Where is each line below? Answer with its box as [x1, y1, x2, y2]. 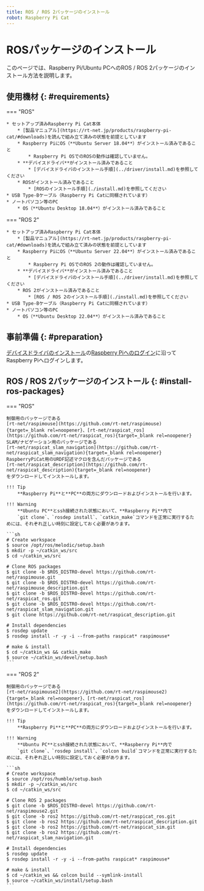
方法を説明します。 [27, 71, 76, 79]
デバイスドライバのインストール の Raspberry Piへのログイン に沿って [6, 349, 177, 356]
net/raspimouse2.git [6, 808, 59, 814]
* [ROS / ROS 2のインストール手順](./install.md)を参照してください [28, 294, 189, 300]
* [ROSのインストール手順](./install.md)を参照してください [28, 186, 167, 193]
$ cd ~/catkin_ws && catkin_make [6, 649, 91, 655]
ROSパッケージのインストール [6, 43, 157, 57]
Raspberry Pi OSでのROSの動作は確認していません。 [33, 153, 151, 159]
